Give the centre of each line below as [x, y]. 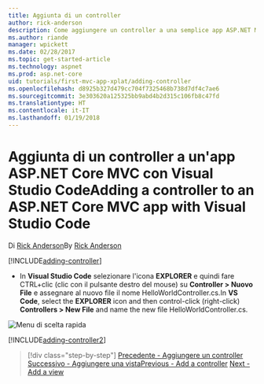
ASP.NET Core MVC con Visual [111, 174]
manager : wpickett [38, 45]
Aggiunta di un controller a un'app [122, 157]
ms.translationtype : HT [47, 103]
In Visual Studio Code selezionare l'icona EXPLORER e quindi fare [127, 275]
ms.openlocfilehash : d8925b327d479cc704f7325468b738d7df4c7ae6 [114, 89]
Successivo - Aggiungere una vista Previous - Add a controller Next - [139, 364]
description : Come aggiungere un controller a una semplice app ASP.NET [130, 30]
